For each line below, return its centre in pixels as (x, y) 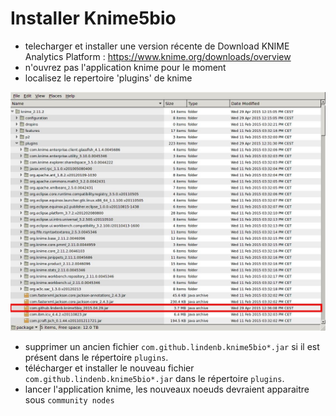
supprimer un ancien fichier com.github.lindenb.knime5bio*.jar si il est (172, 346)
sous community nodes (69, 399)
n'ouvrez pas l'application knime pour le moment (125, 67)
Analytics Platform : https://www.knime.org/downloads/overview (158, 56)
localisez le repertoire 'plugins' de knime (108, 78)
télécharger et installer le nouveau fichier (109, 368)
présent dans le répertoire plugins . (96, 357)
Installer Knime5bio (93, 18)
